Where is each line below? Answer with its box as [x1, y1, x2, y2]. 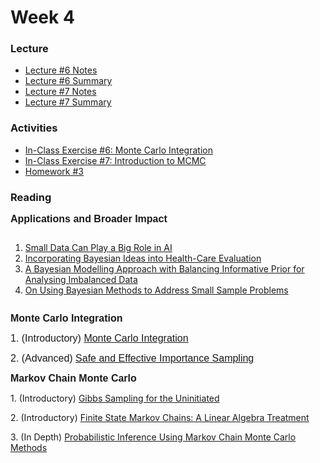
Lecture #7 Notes [24, 86, 97, 98]
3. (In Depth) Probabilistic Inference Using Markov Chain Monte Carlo [10, 431, 297, 443]
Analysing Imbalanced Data [24, 274, 138, 286]
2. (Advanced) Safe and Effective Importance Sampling [10, 352, 255, 365]
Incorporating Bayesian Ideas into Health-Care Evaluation [24, 252, 262, 265]
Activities [10, 121, 58, 135]
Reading [10, 190, 52, 204]
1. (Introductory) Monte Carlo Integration [10, 332, 189, 345]
